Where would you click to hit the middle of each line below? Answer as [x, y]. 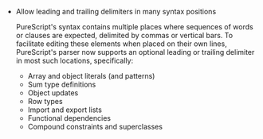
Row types [45, 101]
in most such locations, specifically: [75, 60]
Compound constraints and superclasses [95, 127]
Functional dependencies [69, 118]
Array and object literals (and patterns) [91, 76]
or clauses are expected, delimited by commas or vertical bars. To [124, 35]
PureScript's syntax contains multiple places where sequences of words [134, 27]
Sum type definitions [62, 84]
